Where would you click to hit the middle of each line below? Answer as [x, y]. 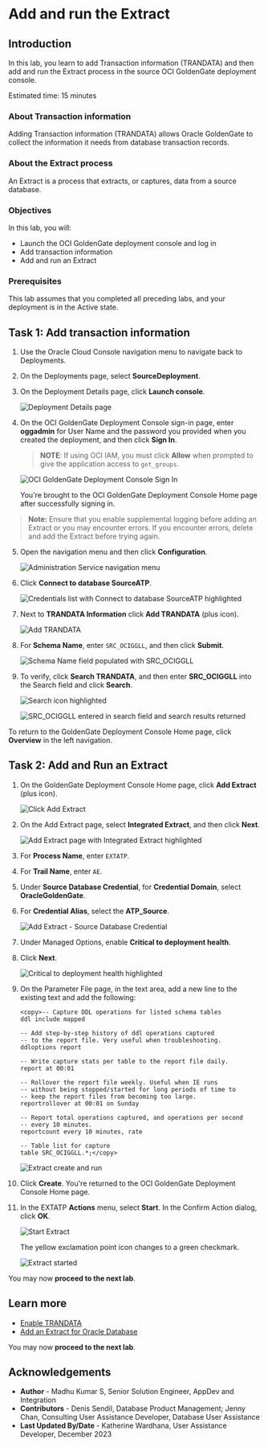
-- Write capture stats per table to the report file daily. [124, 1061]
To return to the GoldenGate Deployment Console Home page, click [120, 732]
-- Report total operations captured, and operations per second [131, 1117]
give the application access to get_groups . [109, 464]
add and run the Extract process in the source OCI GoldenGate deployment [132, 72]
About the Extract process [61, 163]
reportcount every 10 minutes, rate [81, 1131]
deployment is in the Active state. [63, 307]
